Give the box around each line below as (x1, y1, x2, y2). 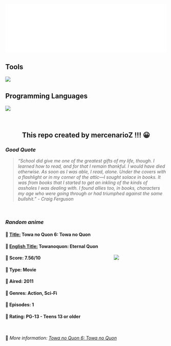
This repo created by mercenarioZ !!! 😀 (22, 131, 150, 139)
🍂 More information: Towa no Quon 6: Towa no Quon (5, 335, 117, 341)
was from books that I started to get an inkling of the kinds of (17, 179, 147, 186)
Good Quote (5, 146, 36, 153)
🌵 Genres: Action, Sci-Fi (5, 290, 57, 296)
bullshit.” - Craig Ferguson (17, 196, 74, 202)
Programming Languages (5, 92, 88, 100)
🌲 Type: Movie (5, 267, 37, 273)
